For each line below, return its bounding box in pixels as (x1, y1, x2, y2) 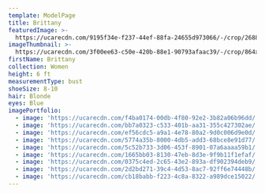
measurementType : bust (8, 77, 83, 85)
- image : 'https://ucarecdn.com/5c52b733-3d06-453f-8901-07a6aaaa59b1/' (15, 143, 259, 151)
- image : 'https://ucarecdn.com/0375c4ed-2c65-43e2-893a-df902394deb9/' (15, 158, 259, 166)
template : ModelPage (8, 11, 77, 20)
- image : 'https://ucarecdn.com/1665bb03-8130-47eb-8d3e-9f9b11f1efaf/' (15, 150, 259, 158)
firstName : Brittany (8, 56, 77, 64)
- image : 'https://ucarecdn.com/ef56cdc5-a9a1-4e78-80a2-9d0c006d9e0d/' (15, 128, 259, 136)
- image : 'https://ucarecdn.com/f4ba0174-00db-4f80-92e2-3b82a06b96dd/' (15, 114, 259, 122)
